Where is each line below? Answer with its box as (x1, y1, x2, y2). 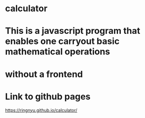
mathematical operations (5, 46, 110, 57)
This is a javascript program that (5, 25, 141, 37)
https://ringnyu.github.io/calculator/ (5, 107, 77, 113)
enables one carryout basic (5, 36, 120, 47)
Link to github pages (5, 91, 91, 102)
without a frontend (5, 69, 83, 80)
